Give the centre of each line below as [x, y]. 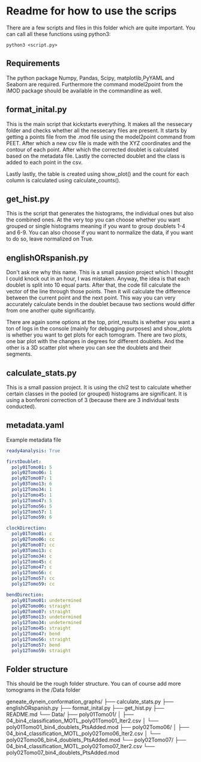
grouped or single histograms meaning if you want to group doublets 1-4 [96, 226]
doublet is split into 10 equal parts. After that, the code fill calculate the [94, 285]
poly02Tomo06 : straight [41, 606]
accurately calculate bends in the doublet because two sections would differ [100, 304]
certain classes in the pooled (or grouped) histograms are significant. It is [97, 394]
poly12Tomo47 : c [32, 567]
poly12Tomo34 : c [32, 556]
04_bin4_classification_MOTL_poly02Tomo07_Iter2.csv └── [80, 746]
